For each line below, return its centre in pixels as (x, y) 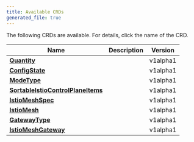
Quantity (22, 60)
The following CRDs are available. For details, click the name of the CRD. (97, 35)
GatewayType (30, 119)
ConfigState (27, 70)
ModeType (25, 80)
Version (163, 50)
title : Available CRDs (35, 12)
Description (126, 50)
